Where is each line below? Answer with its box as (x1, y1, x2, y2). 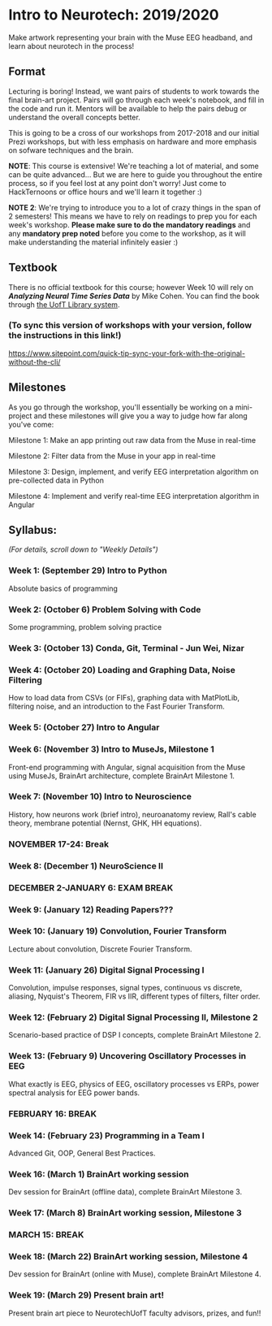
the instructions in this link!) (8, 330, 122, 341)
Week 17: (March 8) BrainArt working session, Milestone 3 (8, 1207, 242, 1219)
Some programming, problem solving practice (8, 622, 162, 632)
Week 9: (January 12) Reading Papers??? (8, 903, 174, 915)
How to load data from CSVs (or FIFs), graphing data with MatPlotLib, (8, 693, 240, 703)
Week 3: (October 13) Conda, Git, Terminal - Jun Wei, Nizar (8, 643, 245, 653)
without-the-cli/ (8, 357, 61, 366)
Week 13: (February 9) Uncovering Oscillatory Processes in (8, 1051, 246, 1062)
